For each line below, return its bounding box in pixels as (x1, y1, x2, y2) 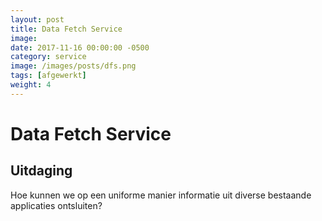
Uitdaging (10, 162, 73, 180)
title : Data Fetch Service (10, 24, 123, 34)
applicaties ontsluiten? (10, 199, 103, 211)
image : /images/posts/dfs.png (10, 61, 137, 71)
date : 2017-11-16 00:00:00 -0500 (10, 42, 150, 53)
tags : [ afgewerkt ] (10, 71, 87, 81)
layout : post (10, 14, 65, 25)
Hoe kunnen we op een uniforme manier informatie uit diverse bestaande (10, 189, 312, 201)
